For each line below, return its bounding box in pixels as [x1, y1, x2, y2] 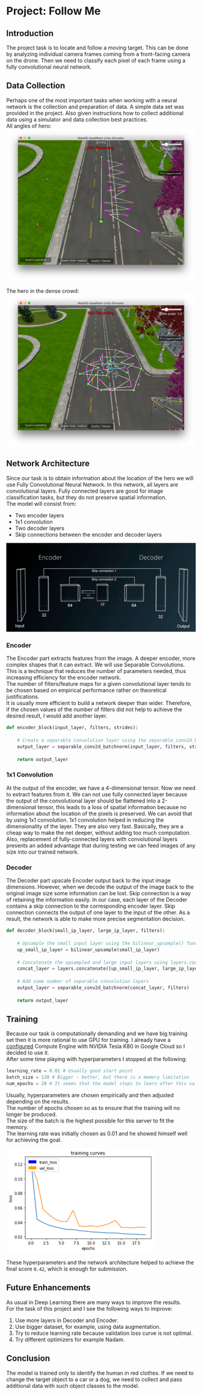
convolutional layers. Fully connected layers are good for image [6, 487, 164, 494]
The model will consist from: [6, 500, 76, 507]
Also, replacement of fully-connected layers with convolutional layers [6, 835, 178, 843]
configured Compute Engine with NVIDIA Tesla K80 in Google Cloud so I [6, 1042, 185, 1050]
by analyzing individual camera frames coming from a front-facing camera [6, 51, 191, 58]
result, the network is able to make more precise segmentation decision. [6, 916, 185, 923]
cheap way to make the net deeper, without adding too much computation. [6, 829, 191, 836]
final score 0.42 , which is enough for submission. [6, 1265, 128, 1273]
